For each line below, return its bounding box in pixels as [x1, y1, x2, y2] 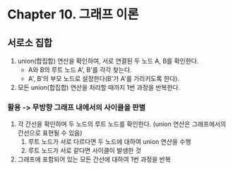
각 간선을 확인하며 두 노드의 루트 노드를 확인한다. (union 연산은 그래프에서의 [17, 120, 227, 128]
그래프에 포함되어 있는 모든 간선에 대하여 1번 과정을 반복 [17, 155, 172, 164]
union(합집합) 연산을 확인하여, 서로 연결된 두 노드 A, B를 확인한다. [17, 57, 199, 65]
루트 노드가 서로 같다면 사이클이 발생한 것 [28, 146, 142, 155]
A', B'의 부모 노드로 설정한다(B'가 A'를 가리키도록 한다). [28, 75, 180, 83]
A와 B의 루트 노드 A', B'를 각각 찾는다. [28, 66, 132, 74]
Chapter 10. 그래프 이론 [7, 6, 139, 23]
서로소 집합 [7, 37, 53, 49]
